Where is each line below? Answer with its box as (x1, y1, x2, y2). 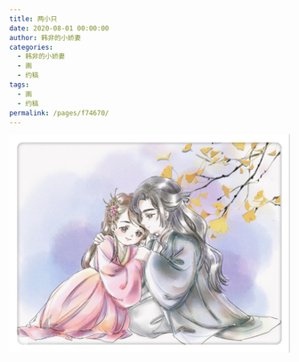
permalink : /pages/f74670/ (9, 108, 109, 118)
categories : (9, 43, 53, 52)
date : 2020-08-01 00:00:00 (9, 23, 109, 33)
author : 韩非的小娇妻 (9, 33, 82, 42)
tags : (9, 80, 29, 89)
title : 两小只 (9, 14, 58, 23)
